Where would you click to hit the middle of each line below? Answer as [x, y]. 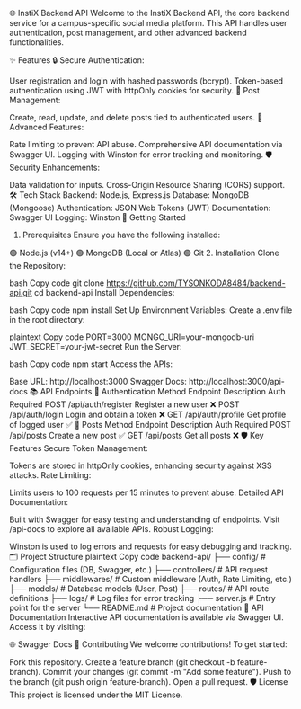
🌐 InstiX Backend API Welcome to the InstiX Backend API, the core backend [150, 13]
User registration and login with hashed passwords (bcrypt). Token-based [146, 81]
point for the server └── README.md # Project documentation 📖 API [137, 607]
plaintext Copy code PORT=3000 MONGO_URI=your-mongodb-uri [132, 337]
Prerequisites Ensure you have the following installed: [121, 235]
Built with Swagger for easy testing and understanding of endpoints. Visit [145, 519]
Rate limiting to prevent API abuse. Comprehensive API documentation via [146, 144]
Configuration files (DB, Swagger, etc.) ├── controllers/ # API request [138, 569]
